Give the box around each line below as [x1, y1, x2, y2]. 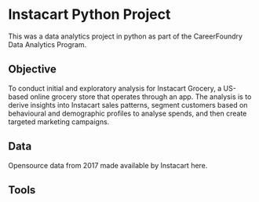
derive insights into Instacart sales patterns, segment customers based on [8, 100, 248, 109]
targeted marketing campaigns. [8, 116, 110, 127]
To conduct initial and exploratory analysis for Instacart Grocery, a [8, 83, 222, 93]
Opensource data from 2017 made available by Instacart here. [8, 160, 208, 170]
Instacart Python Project [8, 6, 171, 24]
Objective [8, 63, 57, 76]
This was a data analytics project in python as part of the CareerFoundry [8, 31, 243, 41]
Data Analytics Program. [8, 39, 87, 49]
